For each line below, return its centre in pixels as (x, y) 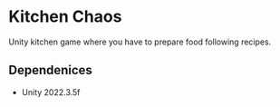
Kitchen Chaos (65, 17)
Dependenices (50, 70)
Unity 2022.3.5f (51, 92)
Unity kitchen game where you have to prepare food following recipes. (140, 42)
